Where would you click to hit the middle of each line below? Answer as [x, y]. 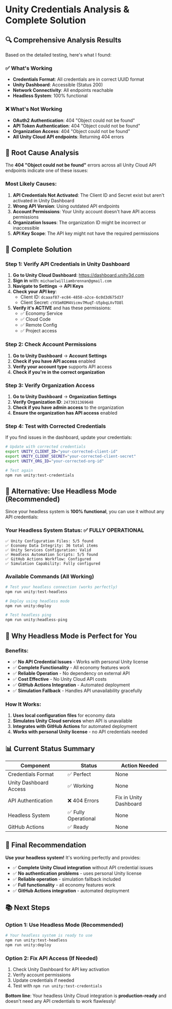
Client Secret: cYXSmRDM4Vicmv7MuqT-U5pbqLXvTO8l [72, 303]
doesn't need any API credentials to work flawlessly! [61, 1001]
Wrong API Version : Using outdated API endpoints [66, 206]
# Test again [19, 470]
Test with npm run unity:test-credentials [57, 986]
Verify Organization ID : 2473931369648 [53, 402]
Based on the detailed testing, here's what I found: [58, 55]
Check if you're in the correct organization [59, 372]
